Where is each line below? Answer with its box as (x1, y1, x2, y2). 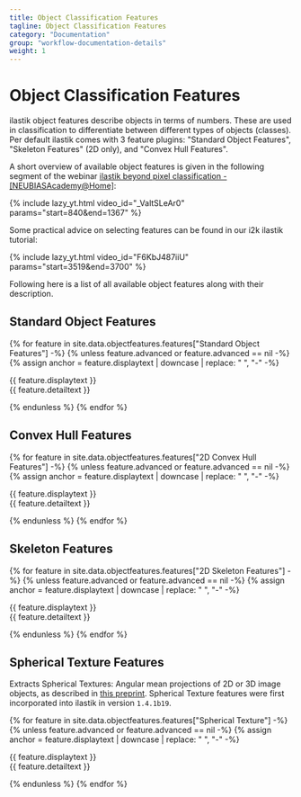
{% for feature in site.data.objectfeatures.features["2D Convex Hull (9, 452, 257, 462)
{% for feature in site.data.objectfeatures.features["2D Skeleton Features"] (9, 565, 286, 576)
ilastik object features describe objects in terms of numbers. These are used (9, 115, 292, 126)
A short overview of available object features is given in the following (9, 161, 265, 172)
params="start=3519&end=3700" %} (9, 262, 146, 273)
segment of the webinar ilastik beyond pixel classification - (9, 171, 227, 182)
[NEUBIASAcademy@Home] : (9, 181, 117, 192)
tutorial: (9, 235, 38, 246)
